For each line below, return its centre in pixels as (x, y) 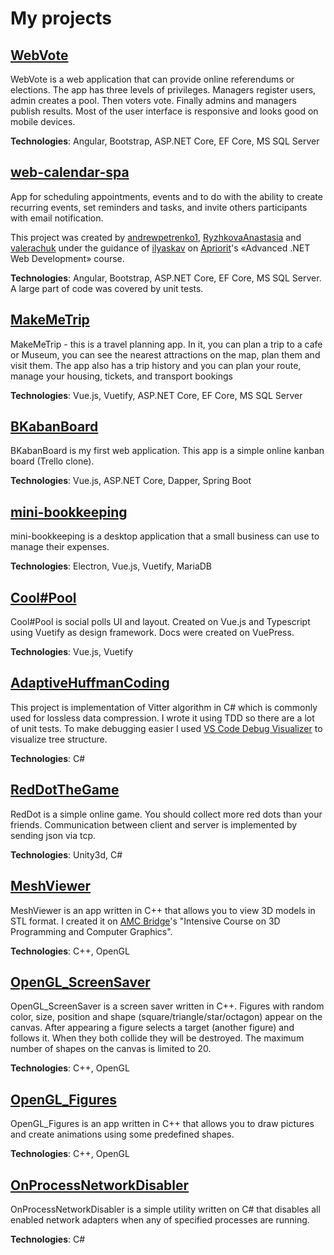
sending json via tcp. (53, 835)
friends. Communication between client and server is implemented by (154, 824)
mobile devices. (43, 121)
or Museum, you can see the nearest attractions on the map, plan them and (165, 354)
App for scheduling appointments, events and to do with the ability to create (166, 196)
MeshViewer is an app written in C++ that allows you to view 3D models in (163, 910)
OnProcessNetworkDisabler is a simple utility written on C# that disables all (165, 1209)
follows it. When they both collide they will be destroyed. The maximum (157, 1038)
